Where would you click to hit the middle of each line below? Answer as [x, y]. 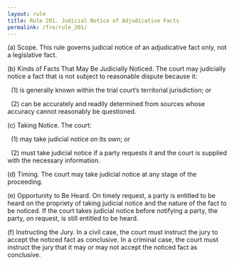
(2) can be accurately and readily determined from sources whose [108, 104]
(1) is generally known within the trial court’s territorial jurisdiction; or [111, 90]
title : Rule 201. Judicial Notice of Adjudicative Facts [94, 21]
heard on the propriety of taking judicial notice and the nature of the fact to [117, 203]
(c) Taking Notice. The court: [49, 125]
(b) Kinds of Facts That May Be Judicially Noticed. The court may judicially [117, 69]
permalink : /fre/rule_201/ [47, 27]
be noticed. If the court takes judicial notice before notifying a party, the [113, 211]
